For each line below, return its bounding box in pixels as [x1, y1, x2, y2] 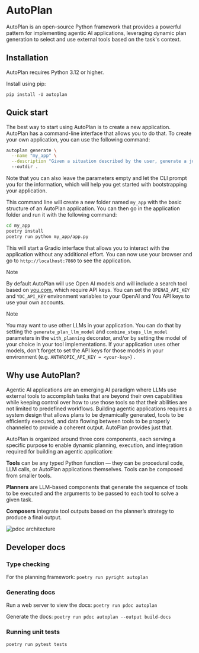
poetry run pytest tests [6, 641, 68, 647]
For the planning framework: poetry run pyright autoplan [6, 574, 149, 581]
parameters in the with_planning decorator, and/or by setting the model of [6, 334, 187, 341]
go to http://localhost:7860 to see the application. [6, 257, 131, 264]
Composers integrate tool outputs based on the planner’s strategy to [6, 507, 174, 514]
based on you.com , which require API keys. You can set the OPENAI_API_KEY [6, 286, 190, 293]
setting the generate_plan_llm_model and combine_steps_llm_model [6, 328, 168, 335]
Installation [6, 53, 49, 63]
